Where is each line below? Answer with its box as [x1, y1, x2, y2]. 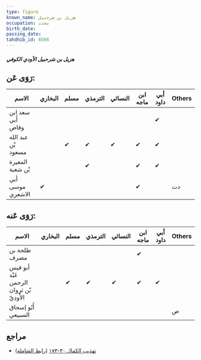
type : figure [6, 8, 39, 15]
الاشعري [9, 190, 31, 198]
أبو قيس [9, 263, 30, 272]
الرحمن [9, 278, 28, 287]
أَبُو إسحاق [9, 303, 35, 311]
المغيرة [9, 157, 28, 166]
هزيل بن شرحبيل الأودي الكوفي [6, 55, 75, 63]
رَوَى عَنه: [6, 210, 36, 221]
